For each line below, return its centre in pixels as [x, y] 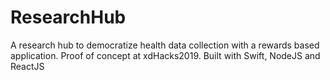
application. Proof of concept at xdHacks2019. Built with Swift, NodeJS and [165, 55]
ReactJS [27, 66]
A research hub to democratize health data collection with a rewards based [165, 45]
